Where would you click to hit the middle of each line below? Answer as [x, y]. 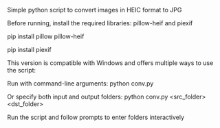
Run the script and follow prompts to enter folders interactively [96, 117]
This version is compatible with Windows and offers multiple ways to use [110, 63]
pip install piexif [29, 50]
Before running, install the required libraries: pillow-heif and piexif [100, 23]
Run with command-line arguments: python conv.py [80, 84]
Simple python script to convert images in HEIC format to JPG [95, 10]
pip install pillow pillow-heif [46, 36]
